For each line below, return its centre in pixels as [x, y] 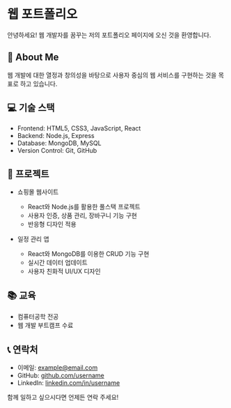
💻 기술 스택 [31, 108]
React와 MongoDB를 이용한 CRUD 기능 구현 [88, 254]
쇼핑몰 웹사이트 [38, 192]
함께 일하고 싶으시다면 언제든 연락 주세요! [63, 397]
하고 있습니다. [39, 84]
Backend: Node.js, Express [56, 135]
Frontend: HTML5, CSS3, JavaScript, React [79, 128]
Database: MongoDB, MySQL [59, 143]
